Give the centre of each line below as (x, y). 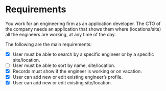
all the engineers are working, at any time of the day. (61, 34)
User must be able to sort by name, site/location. (64, 65)
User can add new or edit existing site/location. (62, 83)
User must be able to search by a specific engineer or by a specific (83, 54)
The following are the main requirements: (49, 44)
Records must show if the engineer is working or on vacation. (77, 71)
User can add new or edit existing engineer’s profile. (68, 77)
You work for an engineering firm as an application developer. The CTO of (83, 24)
